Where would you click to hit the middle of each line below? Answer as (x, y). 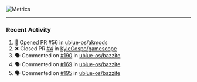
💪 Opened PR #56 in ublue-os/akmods (61, 42)
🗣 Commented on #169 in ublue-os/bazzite (67, 64)
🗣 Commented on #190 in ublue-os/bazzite (67, 56)
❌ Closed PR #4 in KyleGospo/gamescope (66, 49)
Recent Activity (29, 29)
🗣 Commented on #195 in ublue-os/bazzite (67, 73)
